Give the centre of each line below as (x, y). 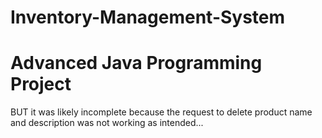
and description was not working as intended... (107, 123)
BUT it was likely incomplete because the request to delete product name (161, 112)
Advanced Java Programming (136, 63)
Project (41, 84)
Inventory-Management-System (148, 17)
